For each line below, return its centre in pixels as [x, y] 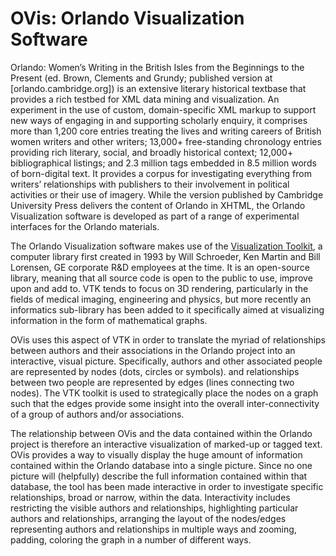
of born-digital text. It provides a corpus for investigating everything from [161, 173]
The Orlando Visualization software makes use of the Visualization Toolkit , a [166, 246]
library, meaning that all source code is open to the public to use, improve [161, 278]
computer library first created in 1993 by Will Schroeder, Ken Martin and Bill [165, 256]
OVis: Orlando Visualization [127, 18]
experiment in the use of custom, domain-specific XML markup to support [163, 109]
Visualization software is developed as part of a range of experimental [155, 216]
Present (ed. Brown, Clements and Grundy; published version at [141, 78]
